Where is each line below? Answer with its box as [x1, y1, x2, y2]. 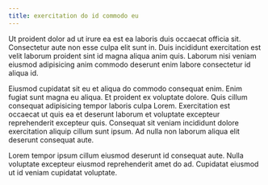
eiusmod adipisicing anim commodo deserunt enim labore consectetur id [8, 60, 251, 69]
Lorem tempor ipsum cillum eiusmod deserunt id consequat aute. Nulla [8, 150, 244, 160]
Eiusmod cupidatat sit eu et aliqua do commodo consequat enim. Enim [8, 84, 242, 93]
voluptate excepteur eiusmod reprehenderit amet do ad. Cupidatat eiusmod [8, 158, 259, 169]
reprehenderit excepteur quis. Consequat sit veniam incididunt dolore [8, 117, 240, 127]
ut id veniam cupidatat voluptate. [8, 167, 118, 177]
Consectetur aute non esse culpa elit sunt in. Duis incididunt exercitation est [8, 42, 262, 52]
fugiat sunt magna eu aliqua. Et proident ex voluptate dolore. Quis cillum [8, 92, 248, 101]
